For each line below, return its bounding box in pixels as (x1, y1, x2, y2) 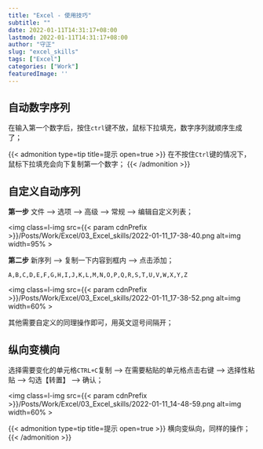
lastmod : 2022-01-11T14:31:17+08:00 (8, 33, 128, 42)
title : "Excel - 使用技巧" (8, 11, 92, 20)
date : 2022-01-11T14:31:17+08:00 (8, 26, 118, 34)
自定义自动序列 (8, 184, 81, 198)
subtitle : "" (8, 19, 51, 27)
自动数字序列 (8, 101, 71, 115)
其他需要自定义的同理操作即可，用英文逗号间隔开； (8, 318, 174, 327)
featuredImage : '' (8, 70, 68, 78)
